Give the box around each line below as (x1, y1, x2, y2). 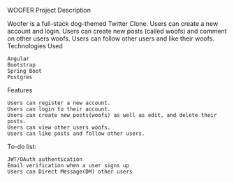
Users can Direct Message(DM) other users (7, 168, 133, 175)
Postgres (7, 73, 33, 80)
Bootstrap (7, 62, 36, 69)
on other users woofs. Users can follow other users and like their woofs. (7, 34, 214, 43)
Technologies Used (7, 42, 63, 50)
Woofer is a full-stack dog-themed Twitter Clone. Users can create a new (7, 20, 219, 27)
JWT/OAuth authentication (7, 156, 82, 163)
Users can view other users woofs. (7, 124, 111, 131)
